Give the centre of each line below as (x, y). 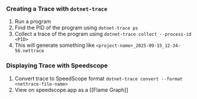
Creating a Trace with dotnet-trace (57, 9)
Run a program (33, 22)
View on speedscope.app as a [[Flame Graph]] (71, 90)
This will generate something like (55, 45)
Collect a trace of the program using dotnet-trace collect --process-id (103, 34)
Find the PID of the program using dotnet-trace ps (76, 28)
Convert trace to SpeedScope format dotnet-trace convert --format (98, 78)
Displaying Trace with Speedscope (57, 66)
